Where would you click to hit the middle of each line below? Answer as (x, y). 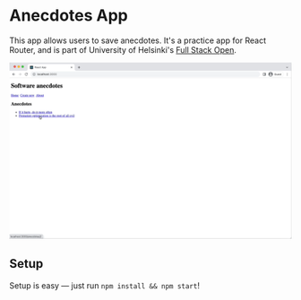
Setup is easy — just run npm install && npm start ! (104, 285)
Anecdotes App (69, 16)
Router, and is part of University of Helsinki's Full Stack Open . (123, 49)
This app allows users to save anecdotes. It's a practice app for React (138, 40)
